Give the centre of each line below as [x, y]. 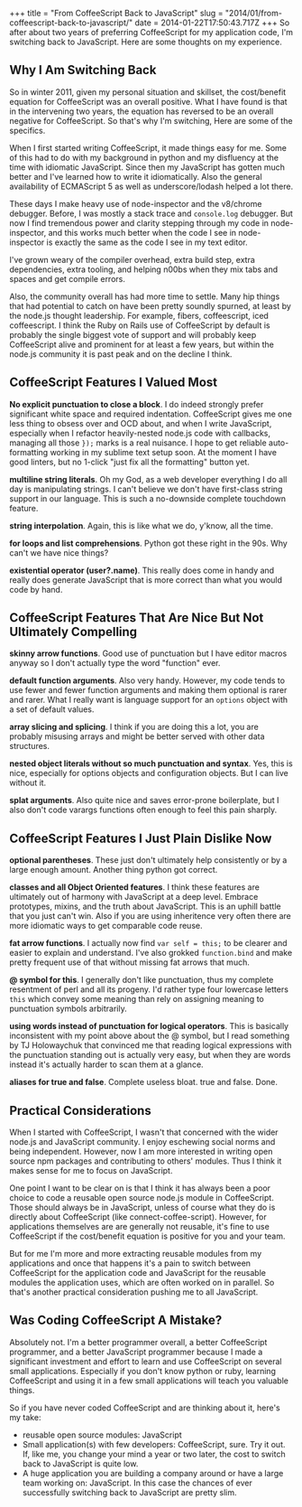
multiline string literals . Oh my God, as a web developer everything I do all [148, 479]
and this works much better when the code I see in [142, 232]
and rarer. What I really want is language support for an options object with [149, 700]
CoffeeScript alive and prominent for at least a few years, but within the [142, 344]
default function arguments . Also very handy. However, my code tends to [147, 680]
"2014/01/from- [253, 13]
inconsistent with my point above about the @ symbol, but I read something [150, 1036]
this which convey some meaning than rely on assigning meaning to [137, 999]
